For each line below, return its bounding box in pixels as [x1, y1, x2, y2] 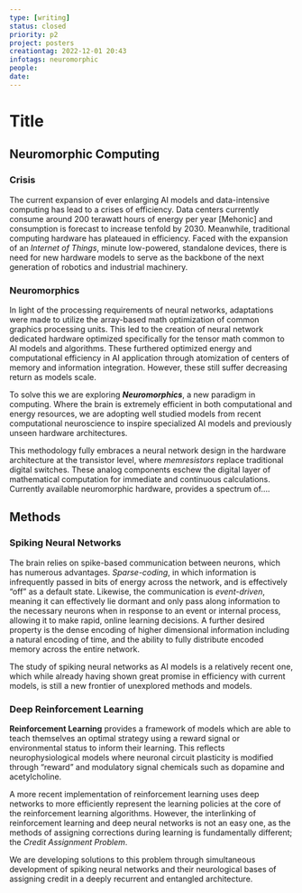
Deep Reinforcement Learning [9, 702, 144, 715]
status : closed [9, 22, 67, 31]
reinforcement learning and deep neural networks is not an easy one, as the [9, 817, 291, 828]
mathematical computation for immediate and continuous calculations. [9, 473, 270, 484]
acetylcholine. [9, 771, 62, 782]
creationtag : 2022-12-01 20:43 [9, 47, 127, 56]
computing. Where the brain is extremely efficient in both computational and [9, 398, 293, 409]
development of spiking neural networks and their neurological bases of [9, 863, 277, 874]
